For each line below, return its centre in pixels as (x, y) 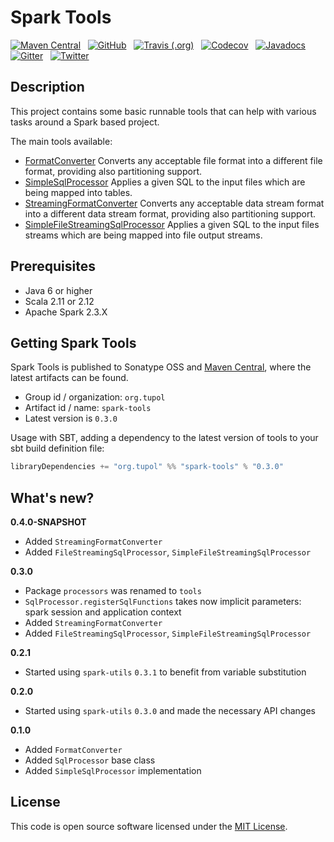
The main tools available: (61, 141)
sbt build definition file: (57, 448)
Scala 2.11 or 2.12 (59, 301)
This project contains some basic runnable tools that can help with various (163, 111)
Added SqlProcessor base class (90, 760)
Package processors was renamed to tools (113, 591)
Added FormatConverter (73, 750)
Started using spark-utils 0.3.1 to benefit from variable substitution (165, 672)
